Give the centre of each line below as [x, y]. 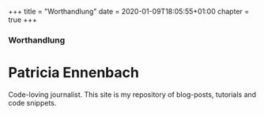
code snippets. [32, 102]
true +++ [23, 20]
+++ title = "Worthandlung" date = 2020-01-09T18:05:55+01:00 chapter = [129, 11]
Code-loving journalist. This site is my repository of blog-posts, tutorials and [132, 95]
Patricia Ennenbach [74, 73]
